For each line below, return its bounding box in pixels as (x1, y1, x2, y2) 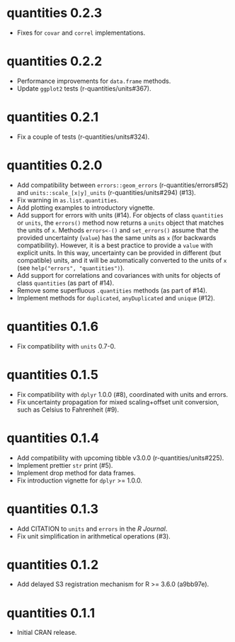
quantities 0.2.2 (6, 53, 103, 69)
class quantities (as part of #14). (16, 278, 115, 287)
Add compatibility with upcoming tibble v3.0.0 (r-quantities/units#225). (16, 454, 224, 462)
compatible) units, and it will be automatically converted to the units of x (16, 256, 227, 264)
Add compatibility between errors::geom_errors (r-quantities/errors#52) (16, 181, 229, 189)
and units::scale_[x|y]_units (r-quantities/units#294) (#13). (16, 188, 196, 196)
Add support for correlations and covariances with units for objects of (16, 271, 221, 279)
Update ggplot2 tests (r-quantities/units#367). (16, 84, 151, 93)
